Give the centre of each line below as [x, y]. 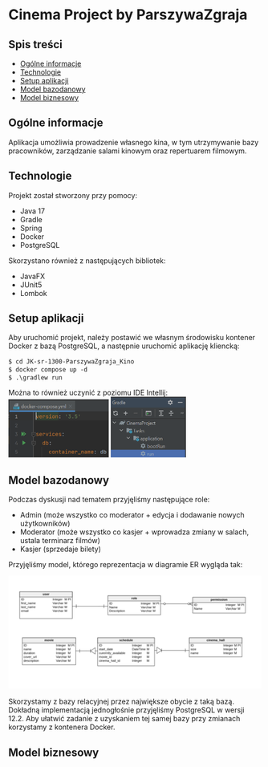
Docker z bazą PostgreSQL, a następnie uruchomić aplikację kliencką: [124, 346]
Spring [31, 228]
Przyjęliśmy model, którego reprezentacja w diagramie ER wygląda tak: [126, 565]
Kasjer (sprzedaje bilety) [61, 549]
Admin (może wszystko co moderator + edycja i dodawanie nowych [132, 515]
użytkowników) [45, 524]
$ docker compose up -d [48, 370]
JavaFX [32, 276]
